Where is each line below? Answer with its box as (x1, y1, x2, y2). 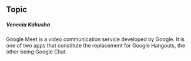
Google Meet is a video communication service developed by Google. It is (6, 36, 185, 43)
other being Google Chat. (6, 48, 68, 55)
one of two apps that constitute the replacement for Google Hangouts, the (6, 42, 186, 49)
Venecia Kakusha (6, 21, 51, 28)
